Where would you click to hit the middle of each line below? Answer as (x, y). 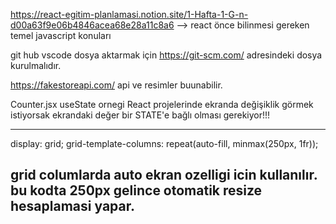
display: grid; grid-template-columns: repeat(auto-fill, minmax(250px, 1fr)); (164, 143)
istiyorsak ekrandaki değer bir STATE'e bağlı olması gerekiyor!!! (140, 115)
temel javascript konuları (61, 35)
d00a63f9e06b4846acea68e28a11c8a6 (92, 25)
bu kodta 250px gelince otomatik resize (136, 190)
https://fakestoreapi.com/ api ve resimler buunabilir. (116, 85)
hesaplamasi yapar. (72, 206)
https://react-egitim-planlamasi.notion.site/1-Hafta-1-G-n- (129, 14)
